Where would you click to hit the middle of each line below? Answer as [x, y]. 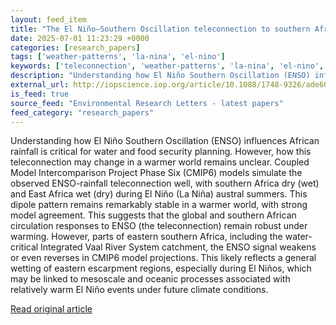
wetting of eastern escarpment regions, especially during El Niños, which [161, 268]
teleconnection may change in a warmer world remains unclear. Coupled [160, 162]
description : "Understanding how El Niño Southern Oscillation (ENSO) [160, 76]
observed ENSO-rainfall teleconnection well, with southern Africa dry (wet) [165, 183]
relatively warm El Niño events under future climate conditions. [139, 290]
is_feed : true [40, 94]
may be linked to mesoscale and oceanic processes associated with [150, 279]
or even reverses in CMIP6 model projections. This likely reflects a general [163, 258]
